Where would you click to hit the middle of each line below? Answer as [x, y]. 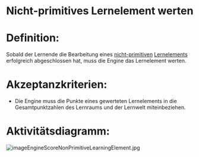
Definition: [33, 38]
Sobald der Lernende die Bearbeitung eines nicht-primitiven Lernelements [97, 55]
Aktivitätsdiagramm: [58, 131]
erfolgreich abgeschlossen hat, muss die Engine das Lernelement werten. [96, 61]
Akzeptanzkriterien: [57, 85]
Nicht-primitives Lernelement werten [100, 11]
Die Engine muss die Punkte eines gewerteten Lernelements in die [96, 101]
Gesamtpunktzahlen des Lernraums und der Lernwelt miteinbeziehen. [100, 107]
